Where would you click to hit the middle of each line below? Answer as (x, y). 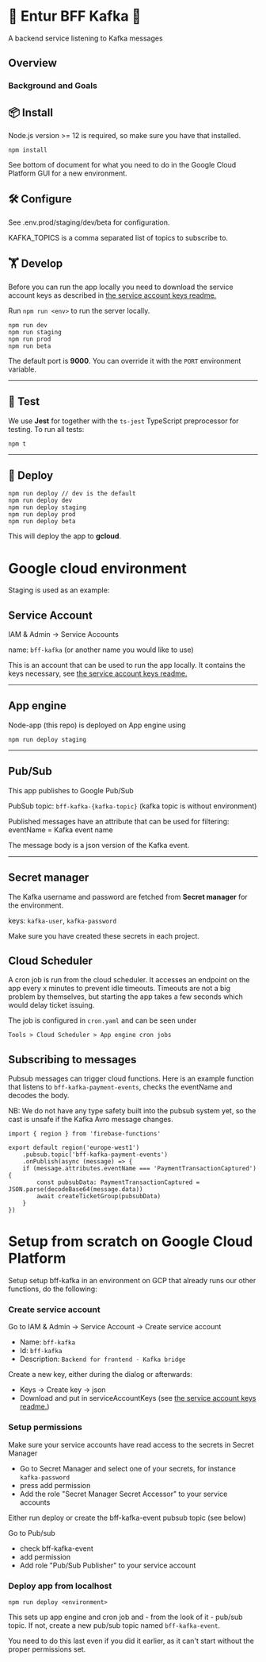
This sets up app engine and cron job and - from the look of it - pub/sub (125, 1617)
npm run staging (35, 332)
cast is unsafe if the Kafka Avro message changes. (91, 1120)
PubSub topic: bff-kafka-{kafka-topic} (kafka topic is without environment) (133, 806)
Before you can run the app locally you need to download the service (121, 287)
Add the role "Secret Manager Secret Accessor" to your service (123, 1494)
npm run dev (28, 325)
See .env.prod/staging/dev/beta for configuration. (89, 222)
